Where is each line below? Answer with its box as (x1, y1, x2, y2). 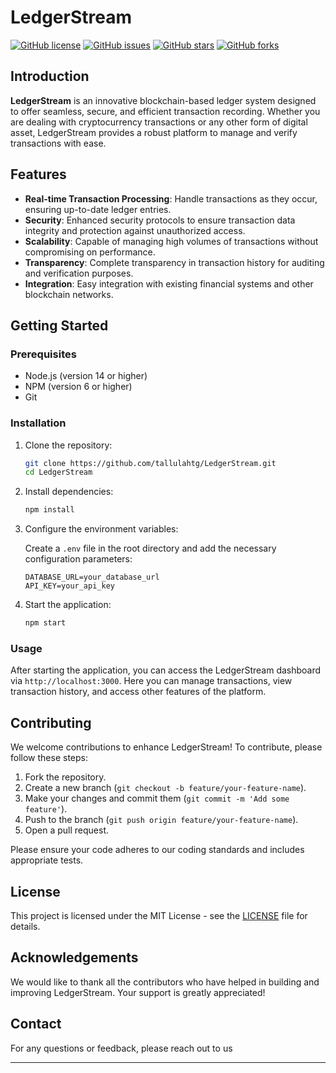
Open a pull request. (24, 824, 110, 836)
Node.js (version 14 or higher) (24, 370, 148, 382)
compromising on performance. (24, 246, 156, 258)
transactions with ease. (10, 137, 107, 149)
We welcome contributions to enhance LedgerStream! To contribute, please (10, 741, 323, 753)
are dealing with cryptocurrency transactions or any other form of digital (10, 116, 308, 128)
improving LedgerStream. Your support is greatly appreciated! (10, 986, 266, 998)
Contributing (10, 714, 92, 731)
